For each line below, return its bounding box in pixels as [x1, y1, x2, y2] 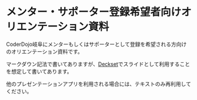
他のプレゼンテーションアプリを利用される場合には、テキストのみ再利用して [6, 80, 191, 87]
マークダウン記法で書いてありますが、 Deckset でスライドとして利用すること [6, 60, 191, 68]
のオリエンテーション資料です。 [6, 48, 84, 55]
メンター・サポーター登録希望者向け [6, 5, 182, 19]
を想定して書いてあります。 [6, 68, 72, 75]
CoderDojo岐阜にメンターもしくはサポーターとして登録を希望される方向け [6, 41, 187, 48]
